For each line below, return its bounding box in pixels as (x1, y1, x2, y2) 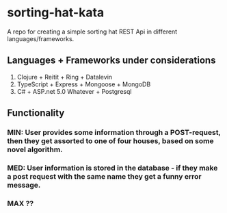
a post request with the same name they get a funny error (7, 171, 202, 181)
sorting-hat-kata (7, 5, 105, 21)
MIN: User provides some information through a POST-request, (7, 128, 221, 138)
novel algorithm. (7, 145, 63, 155)
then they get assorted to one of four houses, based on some (7, 136, 214, 146)
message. (7, 180, 41, 190)
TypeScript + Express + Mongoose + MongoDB (16, 80, 151, 88)
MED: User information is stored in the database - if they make (7, 163, 218, 173)
